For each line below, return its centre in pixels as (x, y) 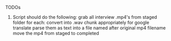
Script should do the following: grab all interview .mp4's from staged (85, 17)
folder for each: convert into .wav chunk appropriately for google (81, 23)
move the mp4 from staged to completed (56, 33)
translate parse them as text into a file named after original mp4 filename (89, 28)
